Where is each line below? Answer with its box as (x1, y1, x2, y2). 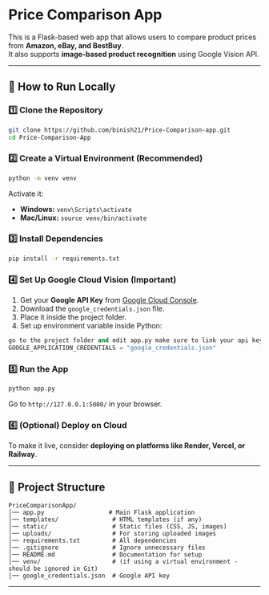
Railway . (8, 450, 38, 459)
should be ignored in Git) (8, 564, 98, 573)
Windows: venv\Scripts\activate (19, 204, 132, 214)
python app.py (8, 385, 56, 393)
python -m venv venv (8, 174, 78, 182)
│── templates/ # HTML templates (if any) (8, 516, 203, 524)
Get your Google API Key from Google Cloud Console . (19, 295, 199, 305)
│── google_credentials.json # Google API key (8, 572, 171, 580)
